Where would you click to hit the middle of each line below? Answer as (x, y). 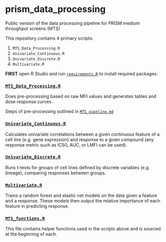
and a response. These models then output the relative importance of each (83, 201)
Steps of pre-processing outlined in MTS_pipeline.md (60, 111)
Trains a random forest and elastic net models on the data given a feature (81, 196)
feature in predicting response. (37, 206)
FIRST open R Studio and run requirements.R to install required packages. (82, 73)
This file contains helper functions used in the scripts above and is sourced (83, 229)
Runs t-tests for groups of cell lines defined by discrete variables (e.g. (77, 167)
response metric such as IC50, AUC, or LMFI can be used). (66, 145)
